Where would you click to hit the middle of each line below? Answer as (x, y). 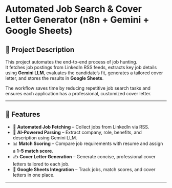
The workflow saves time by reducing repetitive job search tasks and (78, 88)
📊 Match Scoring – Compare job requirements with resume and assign (88, 143)
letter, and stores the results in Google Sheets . (55, 78)
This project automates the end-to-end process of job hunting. (71, 62)
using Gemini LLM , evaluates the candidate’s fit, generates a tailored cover (84, 73)
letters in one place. (34, 175)
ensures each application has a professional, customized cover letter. (79, 93)
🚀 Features (23, 114)
